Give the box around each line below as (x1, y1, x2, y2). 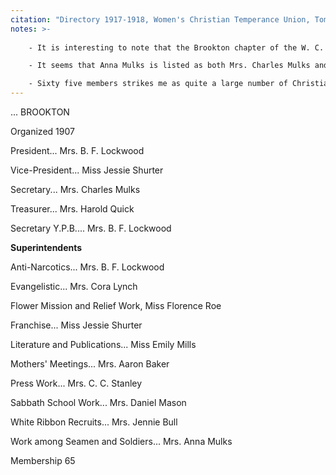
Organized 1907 (10, 126, 75, 137)
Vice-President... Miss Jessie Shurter (10, 164, 164, 176)
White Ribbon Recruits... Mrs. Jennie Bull (10, 416, 178, 428)
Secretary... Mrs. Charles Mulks (10, 184, 141, 195)
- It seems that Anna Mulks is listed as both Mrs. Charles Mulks (28, 61, 311, 71)
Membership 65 (10, 455, 76, 466)
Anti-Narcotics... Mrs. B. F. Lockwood (10, 261, 165, 273)
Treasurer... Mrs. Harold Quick (10, 203, 135, 215)
